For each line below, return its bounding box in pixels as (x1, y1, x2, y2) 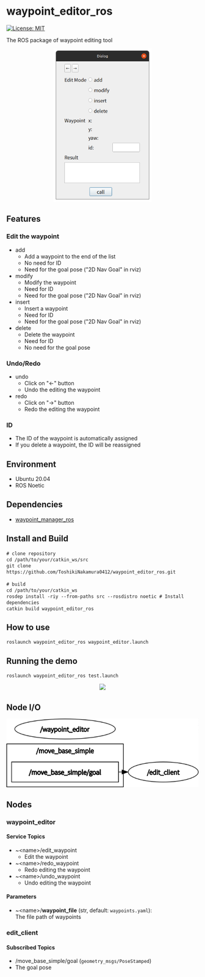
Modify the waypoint (24, 279, 76, 286)
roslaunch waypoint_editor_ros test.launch (6, 673, 119, 679)
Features (6, 214, 41, 224)
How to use (6, 622, 50, 633)
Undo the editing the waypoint (24, 386, 101, 393)
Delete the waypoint (24, 331, 75, 338)
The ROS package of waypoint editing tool (6, 36, 113, 43)
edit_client (6, 928, 38, 937)
